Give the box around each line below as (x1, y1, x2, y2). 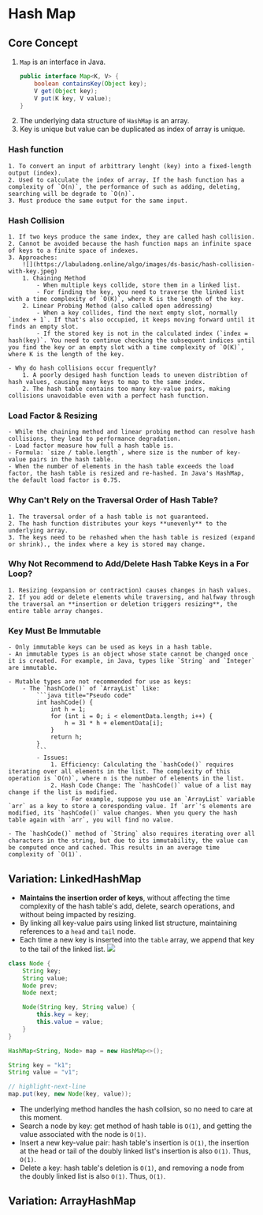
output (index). (8, 169, 61, 177)
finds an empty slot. (8, 322, 80, 330)
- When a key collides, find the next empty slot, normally (36, 309, 238, 317)
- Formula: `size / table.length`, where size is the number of (8, 449, 224, 457)
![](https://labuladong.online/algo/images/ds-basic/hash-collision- (22, 260, 256, 269)
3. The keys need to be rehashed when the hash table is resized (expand (8, 533, 256, 541)
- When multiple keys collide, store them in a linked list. (36, 281, 242, 289)
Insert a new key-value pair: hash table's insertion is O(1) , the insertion (19, 1138, 250, 1148)
